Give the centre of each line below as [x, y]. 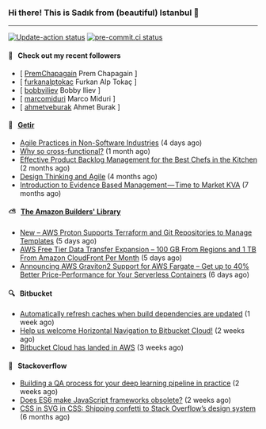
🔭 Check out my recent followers [65, 56]
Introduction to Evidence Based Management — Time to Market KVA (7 [134, 185]
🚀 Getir [21, 125]
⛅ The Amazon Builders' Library [65, 212]
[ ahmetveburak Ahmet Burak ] [70, 107]
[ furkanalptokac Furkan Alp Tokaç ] [78, 82]
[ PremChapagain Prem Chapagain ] [78, 73]
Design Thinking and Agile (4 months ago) [89, 176]
